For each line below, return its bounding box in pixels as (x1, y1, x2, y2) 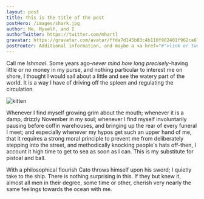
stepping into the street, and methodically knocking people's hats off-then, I (6, 141, 196, 148)
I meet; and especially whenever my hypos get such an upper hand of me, (6, 128, 192, 136)
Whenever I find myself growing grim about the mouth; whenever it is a (6, 109, 184, 116)
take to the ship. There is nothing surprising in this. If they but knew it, (6, 172, 181, 180)
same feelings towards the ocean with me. (6, 185, 112, 192)
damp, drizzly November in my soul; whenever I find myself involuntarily (6, 115, 187, 122)
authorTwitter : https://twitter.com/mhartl (6, 32, 118, 38)
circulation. (6, 85, 35, 93)
